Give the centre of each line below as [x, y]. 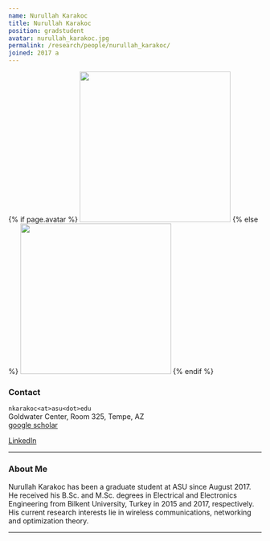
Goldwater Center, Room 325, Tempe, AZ [76, 417]
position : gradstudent [46, 31]
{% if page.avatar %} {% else [133, 219]
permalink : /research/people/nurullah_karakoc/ [90, 46]
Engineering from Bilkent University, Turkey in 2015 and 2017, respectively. [131, 503]
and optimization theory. [49, 521]
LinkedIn [22, 441]
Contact [25, 392]
